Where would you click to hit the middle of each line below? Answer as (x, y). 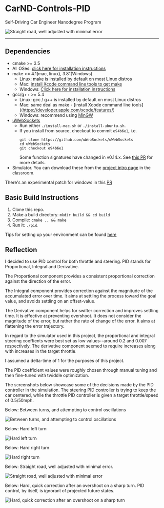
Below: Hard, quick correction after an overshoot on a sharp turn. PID (75, 486)
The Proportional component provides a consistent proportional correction (80, 276)
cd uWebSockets (35, 144)
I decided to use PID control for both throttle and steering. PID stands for (78, 261)
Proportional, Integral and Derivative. (42, 267)
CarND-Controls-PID (48, 9)
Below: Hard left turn (26, 429)
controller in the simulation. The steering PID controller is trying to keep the (81, 390)
